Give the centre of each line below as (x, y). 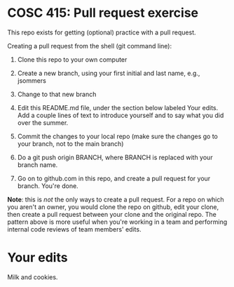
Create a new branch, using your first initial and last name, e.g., (109, 73)
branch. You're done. (48, 186)
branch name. (37, 165)
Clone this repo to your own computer (72, 59)
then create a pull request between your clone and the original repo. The (112, 214)
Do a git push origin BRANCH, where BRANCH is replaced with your (115, 157)
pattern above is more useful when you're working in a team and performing (117, 222)
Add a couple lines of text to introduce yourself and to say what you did (121, 115)
